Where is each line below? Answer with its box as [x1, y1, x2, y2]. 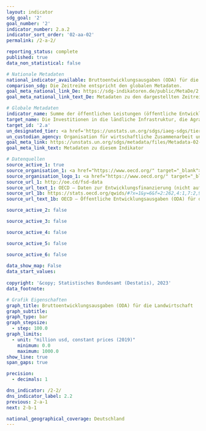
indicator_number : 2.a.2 [6, 26, 70, 33]
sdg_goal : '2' [6, 15, 43, 21]
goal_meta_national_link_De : [6, 88, 81, 95]
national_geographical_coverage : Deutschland [6, 416, 124, 422]
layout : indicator [6, 9, 53, 15]
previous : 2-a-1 [6, 398, 48, 405]
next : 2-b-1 [6, 405, 37, 411]
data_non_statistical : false [6, 60, 81, 66]
